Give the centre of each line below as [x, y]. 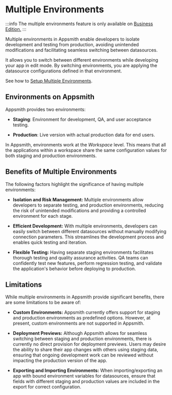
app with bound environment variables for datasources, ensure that [84, 376]
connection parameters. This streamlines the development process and [88, 237]
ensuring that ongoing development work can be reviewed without [83, 355]
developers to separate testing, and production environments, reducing [88, 205]
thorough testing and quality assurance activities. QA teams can [80, 257]
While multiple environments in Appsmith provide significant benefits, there [85, 297]
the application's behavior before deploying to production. [74, 269]
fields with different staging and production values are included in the [86, 382]
